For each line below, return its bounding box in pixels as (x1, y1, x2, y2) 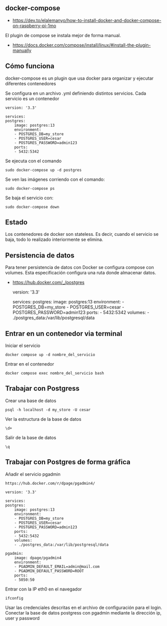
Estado (5, 218, 28, 227)
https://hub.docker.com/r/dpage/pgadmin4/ (5, 481, 95, 486)
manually (12, 47, 32, 53)
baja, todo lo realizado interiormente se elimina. (5, 236, 104, 242)
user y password (5, 615, 40, 621)
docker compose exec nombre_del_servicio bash (5, 371, 104, 376)
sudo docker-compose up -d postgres (5, 167, 82, 172)
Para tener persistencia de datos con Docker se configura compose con (5, 264, 154, 270)
